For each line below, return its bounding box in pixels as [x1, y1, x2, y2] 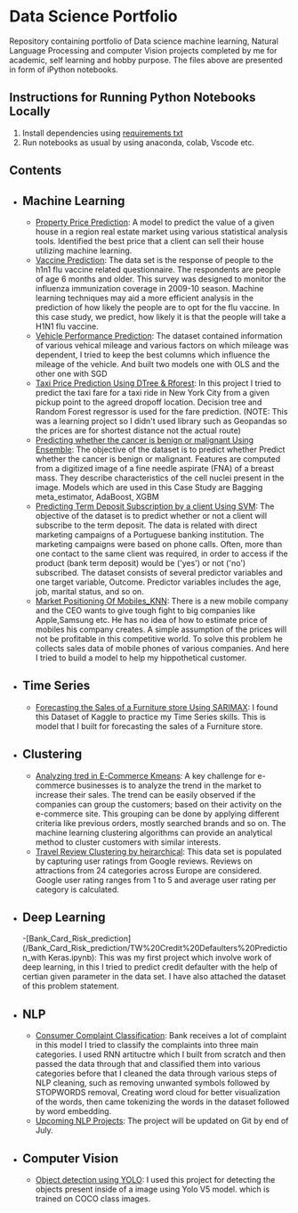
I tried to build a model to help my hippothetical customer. [35, 652, 247, 663]
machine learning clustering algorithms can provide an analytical [35, 827, 273, 838]
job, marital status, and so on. [35, 586, 144, 596]
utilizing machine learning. [35, 245, 133, 256]
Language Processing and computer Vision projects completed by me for [9, 45, 278, 55]
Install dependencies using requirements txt [21, 127, 184, 138]
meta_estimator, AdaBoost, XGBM [35, 491, 160, 502]
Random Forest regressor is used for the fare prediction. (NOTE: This [35, 406, 288, 416]
